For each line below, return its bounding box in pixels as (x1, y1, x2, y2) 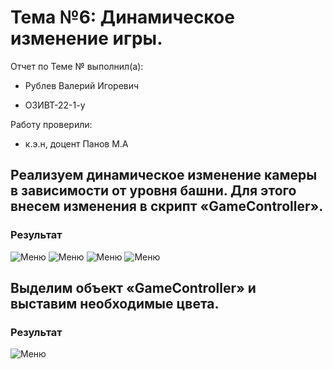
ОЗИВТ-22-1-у (24, 99, 86, 111)
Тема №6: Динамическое (10, 6, 235, 29)
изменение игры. (10, 27, 163, 50)
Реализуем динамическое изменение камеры (10, 167, 318, 184)
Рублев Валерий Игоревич (24, 79, 140, 91)
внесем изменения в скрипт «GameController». (10, 198, 324, 215)
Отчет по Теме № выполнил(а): (10, 60, 144, 72)
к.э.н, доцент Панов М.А (24, 137, 129, 150)
